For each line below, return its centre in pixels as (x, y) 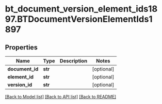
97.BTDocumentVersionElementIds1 (79, 19)
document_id (23, 69)
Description (73, 61)
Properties (21, 47)
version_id (20, 85)
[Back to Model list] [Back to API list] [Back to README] (61, 97)
